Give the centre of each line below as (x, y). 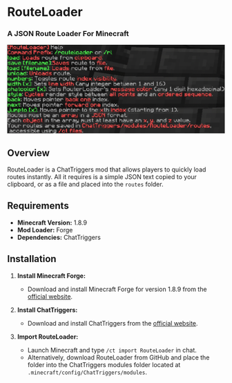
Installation (32, 259)
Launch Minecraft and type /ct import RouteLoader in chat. (112, 350)
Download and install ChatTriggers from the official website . (113, 323)
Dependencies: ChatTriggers (59, 237)
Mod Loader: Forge (45, 230)
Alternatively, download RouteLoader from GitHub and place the (118, 357)
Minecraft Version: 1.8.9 (52, 223)
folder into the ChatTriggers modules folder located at (104, 364)
